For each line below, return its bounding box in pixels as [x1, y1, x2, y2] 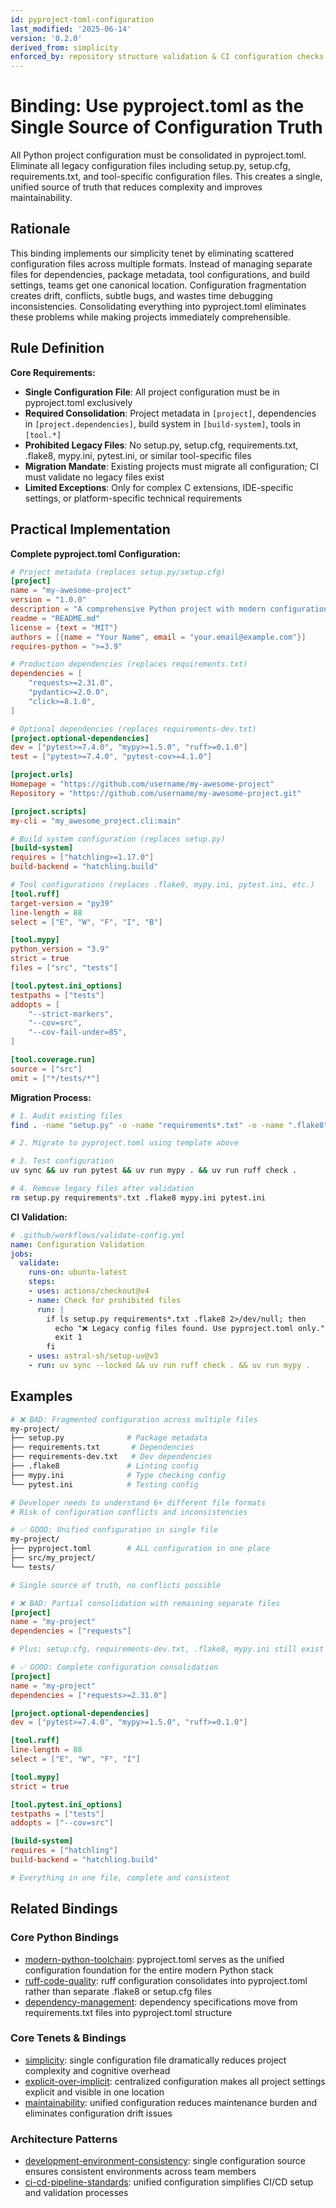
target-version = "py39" [10, 898, 114, 908]
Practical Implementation [10, 521, 171, 538]
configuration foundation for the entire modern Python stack [24, 1964, 274, 1976]
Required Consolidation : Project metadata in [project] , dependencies [24, 407, 317, 419]
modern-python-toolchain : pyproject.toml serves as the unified [24, 1953, 285, 1965]
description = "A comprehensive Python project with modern [10, 604, 267, 614]
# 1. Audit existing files [10, 1111, 123, 1121]
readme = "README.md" [10, 613, 101, 623]
